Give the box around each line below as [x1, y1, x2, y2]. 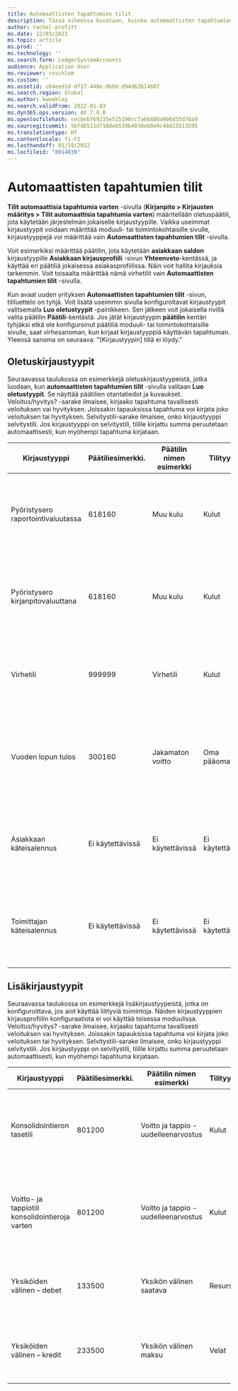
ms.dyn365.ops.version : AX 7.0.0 [7, 109, 106, 116]
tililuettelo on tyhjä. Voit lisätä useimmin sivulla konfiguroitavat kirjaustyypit [7, 297, 226, 306]
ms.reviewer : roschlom [7, 69, 74, 76]
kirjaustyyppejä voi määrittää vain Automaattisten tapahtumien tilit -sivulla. [7, 232, 230, 241]
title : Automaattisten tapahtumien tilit [7, 10, 132, 18]
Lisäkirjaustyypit [7, 980, 84, 992]
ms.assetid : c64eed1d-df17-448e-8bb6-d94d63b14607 [7, 83, 160, 90]
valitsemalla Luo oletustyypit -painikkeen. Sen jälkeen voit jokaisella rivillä [7, 305, 225, 314]
